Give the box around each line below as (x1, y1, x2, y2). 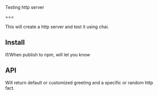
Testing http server (5, 5, 44, 10)
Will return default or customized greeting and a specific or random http (5, 79, 153, 85)
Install (5, 38, 25, 47)
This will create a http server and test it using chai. (5, 24, 109, 30)
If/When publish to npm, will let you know (5, 51, 90, 57)
